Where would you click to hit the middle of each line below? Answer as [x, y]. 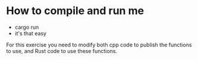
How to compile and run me [75, 11]
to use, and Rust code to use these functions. [62, 51]
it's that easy [30, 33]
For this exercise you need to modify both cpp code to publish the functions [99, 45]
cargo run [27, 27]
